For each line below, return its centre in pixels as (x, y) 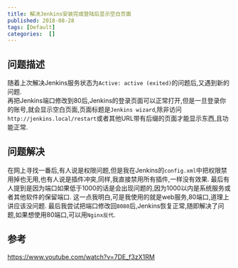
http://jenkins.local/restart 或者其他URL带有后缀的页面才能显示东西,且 (115, 119)
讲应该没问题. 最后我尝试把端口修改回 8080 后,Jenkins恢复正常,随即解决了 (113, 205)
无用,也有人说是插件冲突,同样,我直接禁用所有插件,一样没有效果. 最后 (125, 179)
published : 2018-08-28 (41, 21)
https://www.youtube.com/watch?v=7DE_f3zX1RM (81, 257)
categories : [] (31, 34)
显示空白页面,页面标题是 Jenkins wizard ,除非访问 (111, 109)
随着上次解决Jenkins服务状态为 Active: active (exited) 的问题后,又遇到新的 (118, 83)
